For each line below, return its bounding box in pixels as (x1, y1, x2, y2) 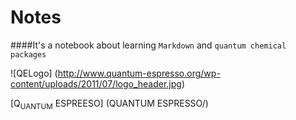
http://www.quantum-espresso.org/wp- (57, 67, 221, 79)
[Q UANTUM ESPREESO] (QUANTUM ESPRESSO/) (10, 97, 209, 111)
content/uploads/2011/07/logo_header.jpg (10, 77, 182, 90)
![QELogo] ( (10, 67, 58, 79)
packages (10, 49, 47, 60)
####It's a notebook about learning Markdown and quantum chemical (10, 39, 287, 51)
